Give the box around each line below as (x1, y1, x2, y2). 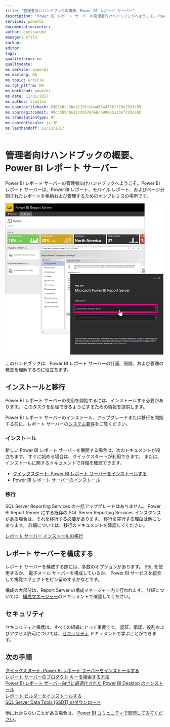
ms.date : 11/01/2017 (5, 94, 49, 99)
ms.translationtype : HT (5, 115, 56, 120)
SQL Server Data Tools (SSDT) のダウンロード (5, 699, 101, 705)
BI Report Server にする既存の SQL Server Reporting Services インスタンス (5, 510, 161, 516)
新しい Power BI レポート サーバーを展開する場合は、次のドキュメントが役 (5, 447, 161, 453)
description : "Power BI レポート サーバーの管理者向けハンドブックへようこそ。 (5, 13, 158, 19)
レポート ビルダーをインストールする (5, 693, 82, 699)
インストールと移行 (5, 383, 65, 392)
